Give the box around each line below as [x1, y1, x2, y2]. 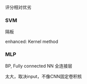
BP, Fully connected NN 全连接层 [5, 63, 73, 69]
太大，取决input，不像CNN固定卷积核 [5, 73, 82, 79]
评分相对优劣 [5, 4, 31, 10]
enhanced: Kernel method [5, 39, 59, 44]
